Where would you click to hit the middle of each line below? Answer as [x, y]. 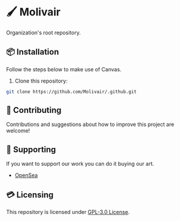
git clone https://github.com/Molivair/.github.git [71, 91]
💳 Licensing [30, 195]
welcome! [18, 131]
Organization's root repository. [44, 32]
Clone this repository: [41, 81]
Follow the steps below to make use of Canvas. [64, 69]
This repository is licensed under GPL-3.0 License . [68, 212]
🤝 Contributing [34, 110]
